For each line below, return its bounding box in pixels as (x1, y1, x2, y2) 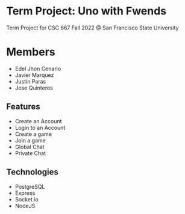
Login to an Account (14, 124, 66, 131)
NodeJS (14, 202, 36, 209)
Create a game (14, 130, 52, 138)
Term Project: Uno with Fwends (6, 4, 167, 18)
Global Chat (14, 143, 45, 150)
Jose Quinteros (14, 84, 53, 91)
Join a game (14, 136, 46, 144)
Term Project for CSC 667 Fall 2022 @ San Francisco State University (6, 24, 179, 31)
